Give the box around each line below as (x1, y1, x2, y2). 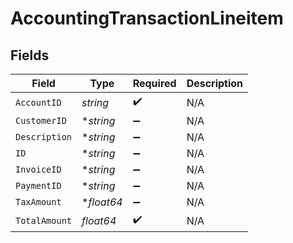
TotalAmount (15, 215, 73, 226)
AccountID (15, 97, 62, 108)
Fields (10, 47, 50, 64)
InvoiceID (15, 164, 62, 175)
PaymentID (15, 180, 62, 191)
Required (132, 77, 177, 90)
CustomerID (15, 115, 67, 126)
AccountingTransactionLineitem (10, 7, 284, 30)
